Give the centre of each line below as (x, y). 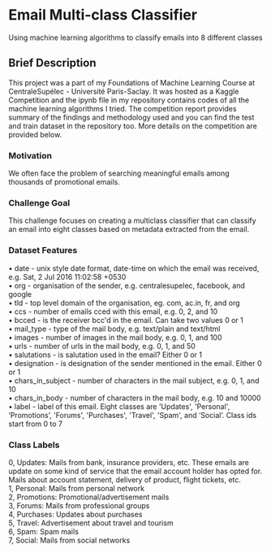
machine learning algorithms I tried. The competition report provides (123, 108)
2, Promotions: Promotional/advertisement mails (89, 497)
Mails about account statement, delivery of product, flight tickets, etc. (125, 479)
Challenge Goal (39, 202)
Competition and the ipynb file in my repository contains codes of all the (129, 100)
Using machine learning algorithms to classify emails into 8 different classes (135, 37)
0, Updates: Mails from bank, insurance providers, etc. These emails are (129, 462)
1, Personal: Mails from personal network (76, 488)
